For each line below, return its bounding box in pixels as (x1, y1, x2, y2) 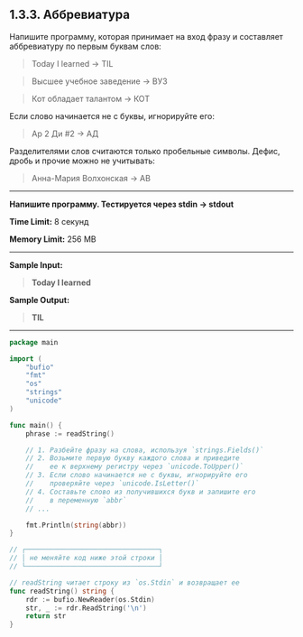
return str (25, 612, 67, 621)
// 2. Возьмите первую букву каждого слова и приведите (25, 454, 241, 463)
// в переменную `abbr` (25, 495, 127, 504)
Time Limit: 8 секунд (9, 216, 89, 226)
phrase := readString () (25, 429, 115, 439)
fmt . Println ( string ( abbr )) (25, 521, 127, 530)
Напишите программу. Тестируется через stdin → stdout (9, 198, 234, 209)
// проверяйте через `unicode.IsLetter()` (25, 479, 200, 488)
